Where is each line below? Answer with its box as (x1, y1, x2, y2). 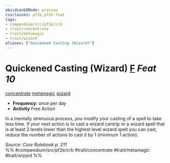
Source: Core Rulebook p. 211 (5, 141, 67, 148)
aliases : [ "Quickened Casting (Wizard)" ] (5, 41, 95, 46)
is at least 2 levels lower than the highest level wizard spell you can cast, (5, 126, 157, 132)
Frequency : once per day (12, 100, 67, 106)
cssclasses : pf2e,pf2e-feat (5, 12, 65, 17)
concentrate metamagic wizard (5, 90, 71, 96)
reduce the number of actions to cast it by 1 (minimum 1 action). (5, 131, 138, 138)
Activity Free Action (12, 105, 55, 112)
